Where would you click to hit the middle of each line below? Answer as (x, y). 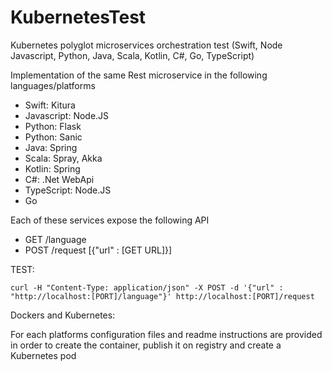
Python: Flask (53, 126)
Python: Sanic (53, 137)
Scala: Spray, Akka (63, 158)
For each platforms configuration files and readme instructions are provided (166, 334)
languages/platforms (53, 85)
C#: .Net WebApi (59, 179)
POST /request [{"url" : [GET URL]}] (98, 250)
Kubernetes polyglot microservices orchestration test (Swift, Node (146, 45)
